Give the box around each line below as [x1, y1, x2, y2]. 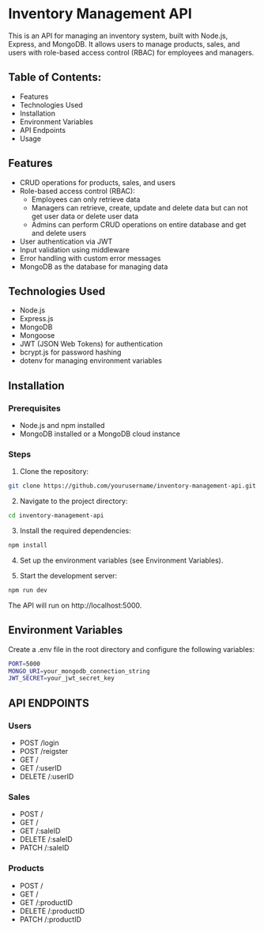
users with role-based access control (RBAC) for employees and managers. [8, 47, 255, 57]
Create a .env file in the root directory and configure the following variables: [8, 644, 255, 654]
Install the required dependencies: [19, 526, 132, 536]
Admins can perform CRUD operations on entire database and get [31, 219, 247, 229]
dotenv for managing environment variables [19, 356, 162, 366]
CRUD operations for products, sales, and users [19, 177, 176, 187]
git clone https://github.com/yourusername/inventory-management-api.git [8, 482, 257, 491]
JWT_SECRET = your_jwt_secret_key [8, 674, 115, 683]
